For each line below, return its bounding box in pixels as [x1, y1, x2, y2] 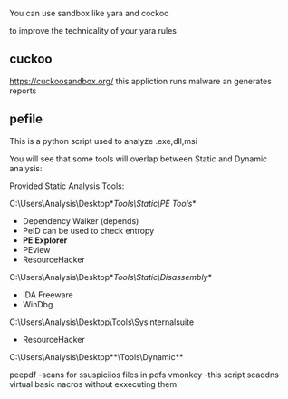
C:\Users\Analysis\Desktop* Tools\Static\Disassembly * [9, 271, 213, 282]
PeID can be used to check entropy [22, 225, 155, 236]
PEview [22, 244, 51, 255]
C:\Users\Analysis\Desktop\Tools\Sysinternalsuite [9, 316, 195, 327]
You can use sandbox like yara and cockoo [9, 8, 169, 18]
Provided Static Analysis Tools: [9, 180, 125, 191]
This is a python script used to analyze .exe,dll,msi [9, 135, 197, 146]
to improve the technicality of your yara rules [9, 25, 178, 35]
